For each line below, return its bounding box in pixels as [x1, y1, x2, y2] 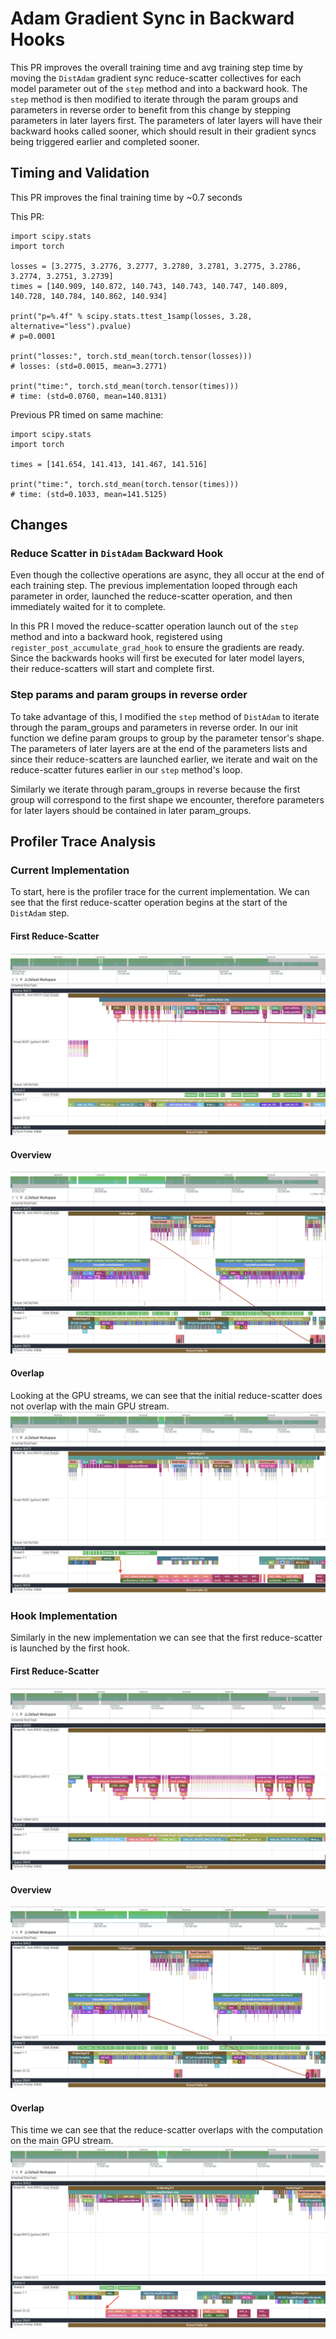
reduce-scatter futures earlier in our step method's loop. [10, 763, 243, 776]
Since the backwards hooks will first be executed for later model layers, [10, 652, 305, 664]
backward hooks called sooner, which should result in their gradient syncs [10, 125, 317, 137]
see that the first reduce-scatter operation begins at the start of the [10, 897, 288, 909]
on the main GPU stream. [10, 2135, 114, 2147]
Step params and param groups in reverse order [10, 688, 248, 702]
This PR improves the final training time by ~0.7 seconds [10, 191, 243, 203]
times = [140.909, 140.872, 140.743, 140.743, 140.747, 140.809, [10, 281, 288, 291]
